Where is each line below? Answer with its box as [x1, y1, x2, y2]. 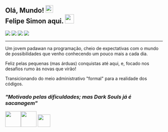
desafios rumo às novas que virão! [5, 66, 76, 72]
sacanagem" [5, 99, 38, 106]
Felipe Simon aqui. [5, 17, 64, 26]
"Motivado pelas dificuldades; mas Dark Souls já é [5, 93, 131, 100]
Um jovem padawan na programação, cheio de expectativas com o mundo [5, 45, 159, 51]
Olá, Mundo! [5, 6, 44, 15]
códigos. [5, 81, 23, 87]
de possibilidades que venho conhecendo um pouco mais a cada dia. [5, 51, 148, 57]
